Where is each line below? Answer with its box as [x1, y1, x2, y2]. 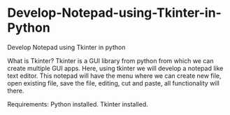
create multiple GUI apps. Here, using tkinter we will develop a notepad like [7, 64, 224, 72]
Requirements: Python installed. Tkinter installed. [7, 100, 148, 108]
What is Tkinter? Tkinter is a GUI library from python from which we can [7, 56, 214, 65]
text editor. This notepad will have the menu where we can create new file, [7, 72, 222, 80]
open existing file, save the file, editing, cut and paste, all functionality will [7, 79, 220, 87]
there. [7, 86, 24, 95]
